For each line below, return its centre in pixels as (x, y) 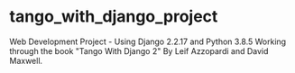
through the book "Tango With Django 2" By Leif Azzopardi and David (139, 50)
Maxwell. (26, 60)
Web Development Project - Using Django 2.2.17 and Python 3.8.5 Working (148, 41)
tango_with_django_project (114, 17)
